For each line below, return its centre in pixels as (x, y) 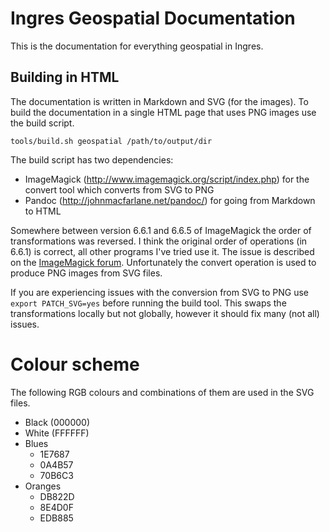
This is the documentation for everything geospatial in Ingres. (137, 46)
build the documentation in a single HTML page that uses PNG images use (163, 112)
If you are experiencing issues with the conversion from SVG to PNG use (159, 292)
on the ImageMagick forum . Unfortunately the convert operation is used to (163, 262)
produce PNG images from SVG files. (86, 273)
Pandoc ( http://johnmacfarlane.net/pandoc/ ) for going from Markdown (170, 200)
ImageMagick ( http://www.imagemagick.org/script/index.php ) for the (167, 179)
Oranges (43, 486)
